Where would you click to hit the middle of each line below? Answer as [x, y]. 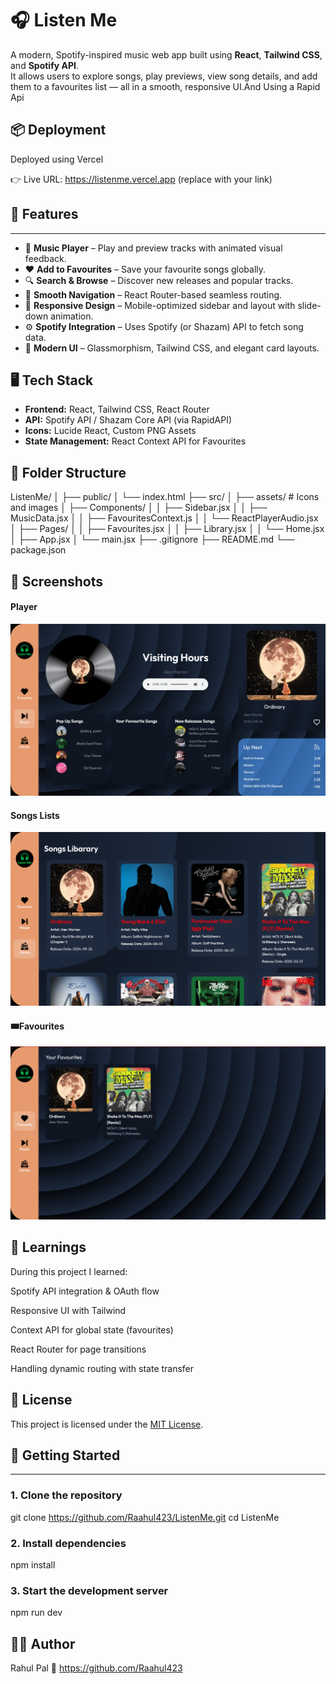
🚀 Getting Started [65, 1455]
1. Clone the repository [66, 1495]
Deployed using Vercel [57, 159]
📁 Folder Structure [68, 472]
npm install [33, 1565]
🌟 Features [44, 214]
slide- [309, 305]
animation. [72, 316]
